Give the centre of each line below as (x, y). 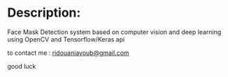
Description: (44, 13)
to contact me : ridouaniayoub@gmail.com (68, 53)
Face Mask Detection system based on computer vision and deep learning (114, 32)
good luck (22, 66)
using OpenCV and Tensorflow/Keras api (66, 39)
